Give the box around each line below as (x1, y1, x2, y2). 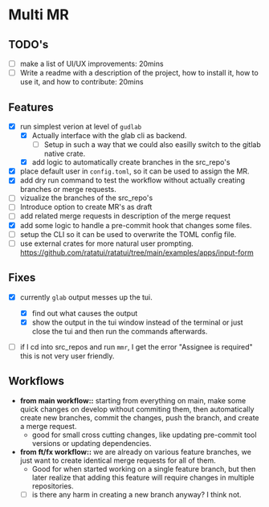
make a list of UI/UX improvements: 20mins (19, 59, 164, 68)
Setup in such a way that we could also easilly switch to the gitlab (43, 140, 261, 149)
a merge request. (19, 421, 77, 431)
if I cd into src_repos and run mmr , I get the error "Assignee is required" (19, 341, 253, 351)
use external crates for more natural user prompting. (19, 239, 194, 248)
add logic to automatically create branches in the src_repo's (31, 157, 230, 167)
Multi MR (8, 6, 70, 24)
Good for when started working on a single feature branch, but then (31, 464, 256, 473)
